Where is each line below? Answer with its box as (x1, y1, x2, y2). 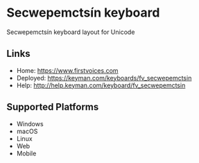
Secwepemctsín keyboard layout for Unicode (6, 28, 135, 36)
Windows (16, 119, 44, 128)
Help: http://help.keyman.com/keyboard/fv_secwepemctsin (16, 81, 186, 89)
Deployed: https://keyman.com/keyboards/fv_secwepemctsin (16, 74, 192, 82)
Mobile (16, 149, 37, 157)
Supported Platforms (6, 101, 99, 113)
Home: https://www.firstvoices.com (16, 66, 119, 74)
